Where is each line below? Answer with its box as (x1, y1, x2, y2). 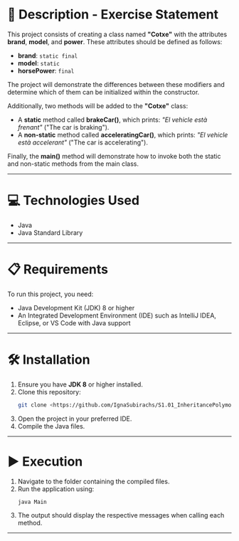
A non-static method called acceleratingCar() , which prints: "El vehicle (17, 130, 228, 139)
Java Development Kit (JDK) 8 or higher (17, 303, 135, 312)
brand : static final (17, 51, 78, 60)
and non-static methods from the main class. (7, 159, 139, 168)
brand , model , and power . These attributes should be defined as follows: (7, 37, 223, 46)
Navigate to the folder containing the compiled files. (17, 477, 170, 485)
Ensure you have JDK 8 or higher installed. (17, 380, 144, 389)
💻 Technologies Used (7, 192, 140, 209)
